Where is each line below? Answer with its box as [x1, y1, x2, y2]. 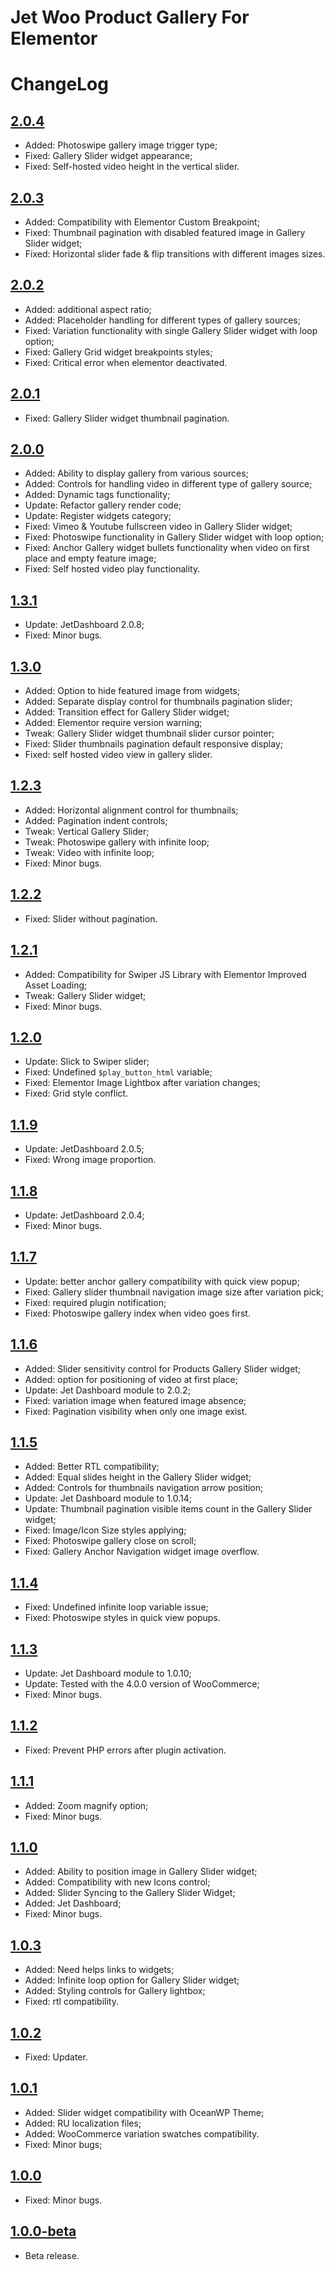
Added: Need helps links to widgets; [24, 1964, 175, 1976]
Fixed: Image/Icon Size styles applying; [24, 1524, 187, 1536]
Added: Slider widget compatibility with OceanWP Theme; [24, 2106, 265, 2118]
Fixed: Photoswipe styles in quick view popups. [24, 1612, 221, 1624]
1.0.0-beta [10, 2223, 77, 2240]
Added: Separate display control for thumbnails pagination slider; [24, 696, 293, 708]
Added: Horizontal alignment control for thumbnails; [24, 804, 239, 816]
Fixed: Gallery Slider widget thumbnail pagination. [24, 412, 230, 424]
